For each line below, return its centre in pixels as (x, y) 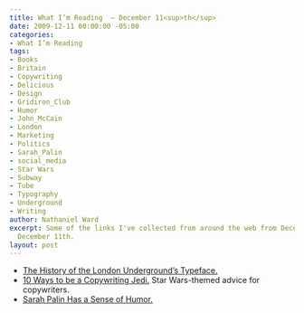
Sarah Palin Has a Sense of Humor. (88, 299)
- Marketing (32, 136)
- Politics (30, 144)
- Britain (28, 69)
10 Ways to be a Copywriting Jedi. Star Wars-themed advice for (141, 280)
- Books (24, 60)
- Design (26, 93)
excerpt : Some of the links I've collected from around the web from (143, 228)
